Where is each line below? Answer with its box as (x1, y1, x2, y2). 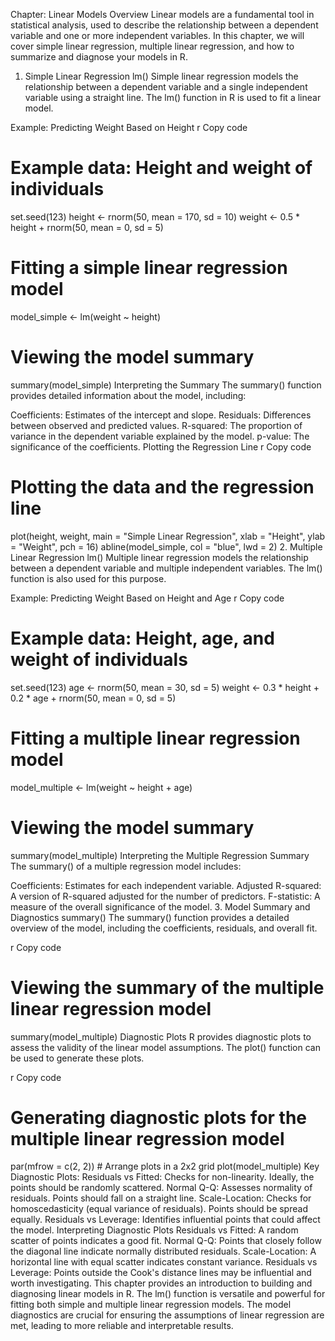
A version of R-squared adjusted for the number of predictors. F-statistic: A (10, 890, 321, 902)
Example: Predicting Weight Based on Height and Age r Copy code (10, 592, 285, 604)
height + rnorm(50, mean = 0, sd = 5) (10, 221, 164, 233)
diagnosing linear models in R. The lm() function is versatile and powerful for (10, 1288, 326, 1300)
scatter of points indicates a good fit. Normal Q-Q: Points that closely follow (10, 1235, 322, 1247)
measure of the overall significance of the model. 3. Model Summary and (10, 900, 311, 913)
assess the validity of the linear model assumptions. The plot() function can (10, 1041, 321, 1053)
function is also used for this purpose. (10, 572, 167, 584)
